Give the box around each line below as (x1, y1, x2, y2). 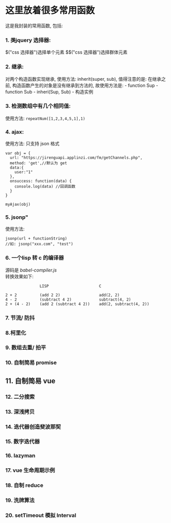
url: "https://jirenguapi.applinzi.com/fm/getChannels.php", (10, 155, 143, 161)
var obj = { (5, 151, 31, 156)
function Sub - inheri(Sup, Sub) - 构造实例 (5, 88, 93, 95)
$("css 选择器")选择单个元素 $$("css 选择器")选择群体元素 (5, 49, 128, 55)
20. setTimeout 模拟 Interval (5, 512, 77, 519)
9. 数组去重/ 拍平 (5, 344, 46, 351)
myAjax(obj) (5, 202, 31, 207)
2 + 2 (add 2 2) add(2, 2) (5, 292, 120, 298)
